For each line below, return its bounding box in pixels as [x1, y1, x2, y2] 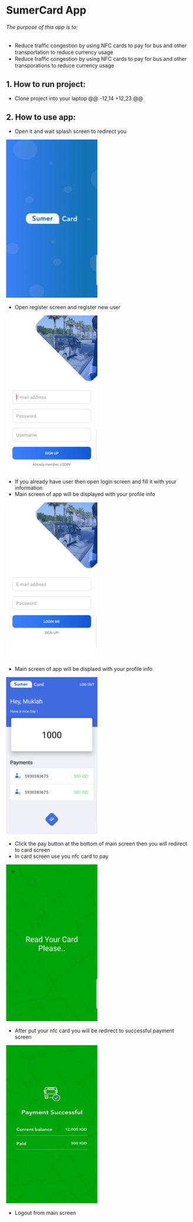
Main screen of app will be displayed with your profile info [14, 491, 155, 498]
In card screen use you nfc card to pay [14, 853, 109, 860]
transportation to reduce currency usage [14, 48, 114, 56]
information [14, 484, 43, 491]
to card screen [14, 846, 51, 853]
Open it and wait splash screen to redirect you [14, 128, 127, 135]
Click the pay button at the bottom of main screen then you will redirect [14, 840, 188, 847]
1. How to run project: [6, 79, 86, 89]
